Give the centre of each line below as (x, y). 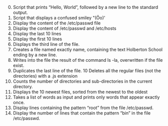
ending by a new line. (35, 55)
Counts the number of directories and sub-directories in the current (82, 81)
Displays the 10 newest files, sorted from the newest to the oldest (80, 92)
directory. (23, 86)
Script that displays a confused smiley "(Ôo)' (59, 18)
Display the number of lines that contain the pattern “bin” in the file (82, 113)
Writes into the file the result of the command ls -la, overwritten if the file (88, 60)
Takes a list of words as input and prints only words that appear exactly (86, 97)
